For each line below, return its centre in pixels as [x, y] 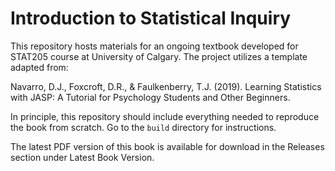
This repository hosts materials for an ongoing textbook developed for [154, 46]
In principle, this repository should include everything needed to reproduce [165, 116]
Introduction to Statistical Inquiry [151, 18]
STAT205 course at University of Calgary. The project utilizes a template [159, 56]
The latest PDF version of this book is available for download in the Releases [167, 146]
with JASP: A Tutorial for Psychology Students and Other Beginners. [150, 97]
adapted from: [39, 67]
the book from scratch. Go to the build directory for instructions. [143, 127]
